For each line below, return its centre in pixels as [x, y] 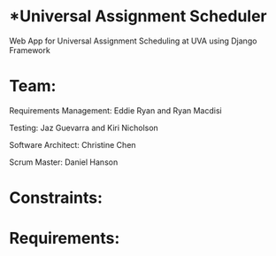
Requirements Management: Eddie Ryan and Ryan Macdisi [116, 110]
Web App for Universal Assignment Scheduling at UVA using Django [133, 41]
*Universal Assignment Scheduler [138, 16]
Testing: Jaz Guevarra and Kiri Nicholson [84, 128]
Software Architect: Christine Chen [73, 144]
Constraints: [56, 198]
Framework [30, 50]
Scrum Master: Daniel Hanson [64, 162]
